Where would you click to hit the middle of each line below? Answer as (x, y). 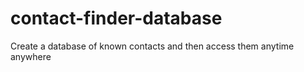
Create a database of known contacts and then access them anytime (152, 46)
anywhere (31, 56)
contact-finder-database (116, 18)
